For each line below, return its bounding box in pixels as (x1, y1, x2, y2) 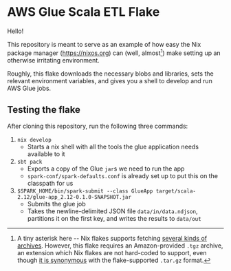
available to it (27, 150, 65, 158)
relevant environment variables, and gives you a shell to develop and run (7, 76, 213, 85)
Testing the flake (7, 104, 81, 116)
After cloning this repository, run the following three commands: (7, 122, 188, 131)
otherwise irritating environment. (7, 56, 100, 64)
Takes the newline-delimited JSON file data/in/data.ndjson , (27, 207, 198, 215)
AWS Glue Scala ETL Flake (7, 4, 160, 20)
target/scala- (155, 188, 197, 195)
